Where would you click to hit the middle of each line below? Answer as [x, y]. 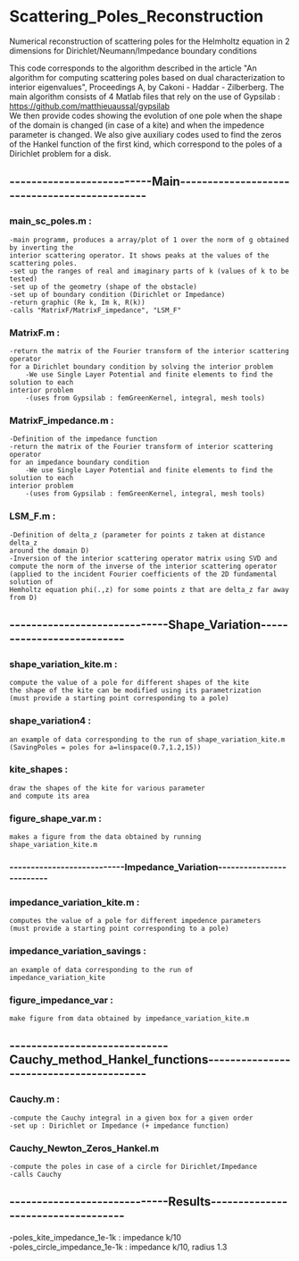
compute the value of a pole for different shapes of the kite [129, 683]
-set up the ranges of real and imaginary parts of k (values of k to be [149, 271]
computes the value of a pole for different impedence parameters [135, 921]
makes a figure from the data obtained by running [105, 837]
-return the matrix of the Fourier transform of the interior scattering [149, 351]
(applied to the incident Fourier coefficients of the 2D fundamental [143, 574]
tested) [24, 279]
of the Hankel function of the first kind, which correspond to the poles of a [146, 144]
